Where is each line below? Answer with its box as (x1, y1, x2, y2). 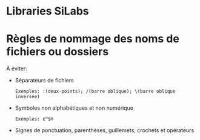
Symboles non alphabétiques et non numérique (15, 104, 133, 112)
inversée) (15, 94, 41, 100)
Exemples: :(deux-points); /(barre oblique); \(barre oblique (15, 88, 176, 95)
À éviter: (6, 65, 27, 72)
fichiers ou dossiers (6, 45, 109, 59)
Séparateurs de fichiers (15, 77, 74, 84)
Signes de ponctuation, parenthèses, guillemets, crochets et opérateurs (15, 127, 195, 134)
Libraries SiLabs (6, 4, 89, 18)
